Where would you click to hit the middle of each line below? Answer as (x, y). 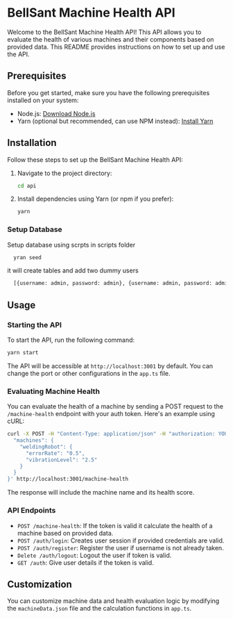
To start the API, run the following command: (71, 340)
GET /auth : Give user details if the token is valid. (85, 562)
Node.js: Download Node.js (56, 113)
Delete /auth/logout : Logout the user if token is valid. (94, 555)
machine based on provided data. (65, 533)
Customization (40, 584)
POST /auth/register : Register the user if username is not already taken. (120, 547)
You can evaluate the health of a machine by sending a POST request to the (115, 406)
